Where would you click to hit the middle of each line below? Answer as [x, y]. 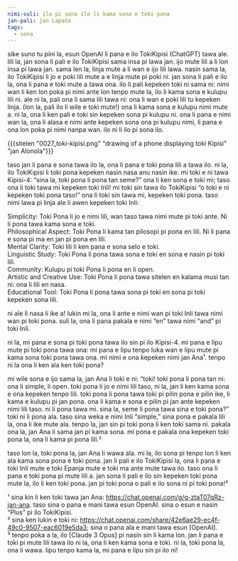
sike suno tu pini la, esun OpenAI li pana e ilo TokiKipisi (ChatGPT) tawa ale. [118, 54]
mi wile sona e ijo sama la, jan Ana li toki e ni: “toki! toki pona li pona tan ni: [117, 379]
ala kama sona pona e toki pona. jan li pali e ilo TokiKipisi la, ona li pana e [114, 461]
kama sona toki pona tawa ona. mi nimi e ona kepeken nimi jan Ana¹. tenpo [117, 357]
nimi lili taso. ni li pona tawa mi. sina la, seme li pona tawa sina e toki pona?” [118, 409]
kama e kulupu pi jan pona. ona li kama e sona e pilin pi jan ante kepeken [114, 402]
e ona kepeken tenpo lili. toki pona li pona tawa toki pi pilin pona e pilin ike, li [119, 394]
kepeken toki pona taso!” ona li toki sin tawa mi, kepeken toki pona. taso [113, 195]
